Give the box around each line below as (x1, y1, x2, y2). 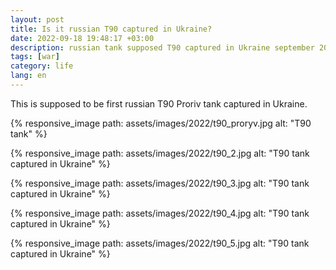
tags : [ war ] (10, 52, 60, 62)
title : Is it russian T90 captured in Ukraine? (10, 24, 213, 34)
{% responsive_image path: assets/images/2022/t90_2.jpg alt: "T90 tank (10, 147, 310, 159)
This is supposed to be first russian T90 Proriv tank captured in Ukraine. (10, 97, 308, 110)
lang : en (10, 71, 47, 81)
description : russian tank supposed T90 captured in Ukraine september (10, 42, 315, 53)
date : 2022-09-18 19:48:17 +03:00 (10, 33, 155, 43)
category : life (10, 61, 74, 71)
